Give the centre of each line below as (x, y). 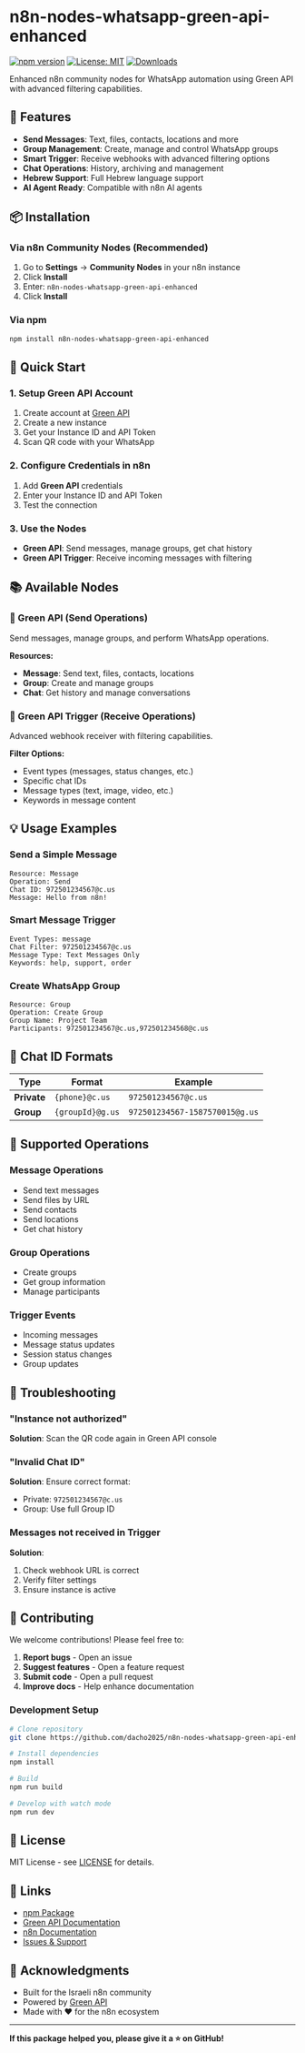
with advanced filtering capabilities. (76, 88)
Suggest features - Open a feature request (103, 1667)
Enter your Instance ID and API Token (92, 495)
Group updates (50, 1364)
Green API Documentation (71, 1923)
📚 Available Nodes (64, 587)
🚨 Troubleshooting (63, 1393)
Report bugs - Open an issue (77, 1657)
